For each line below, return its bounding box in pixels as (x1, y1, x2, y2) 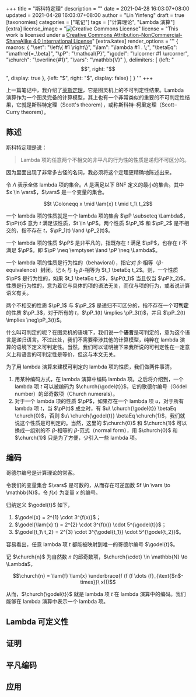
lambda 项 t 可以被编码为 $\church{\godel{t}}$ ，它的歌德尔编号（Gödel (14, 382, 187, 390)
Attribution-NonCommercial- (113, 32, 183, 38)
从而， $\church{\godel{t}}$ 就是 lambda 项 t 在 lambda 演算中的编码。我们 (6, 591, 186, 598)
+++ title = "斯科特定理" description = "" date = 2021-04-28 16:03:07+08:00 (6, 5, 190, 12)
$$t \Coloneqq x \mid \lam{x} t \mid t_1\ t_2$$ (43, 200, 153, 207)
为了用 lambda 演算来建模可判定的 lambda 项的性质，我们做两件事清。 (6, 363, 175, 370)
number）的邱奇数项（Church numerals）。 (14, 390, 118, 397)
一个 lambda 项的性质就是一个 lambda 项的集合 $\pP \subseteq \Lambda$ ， (6, 212, 188, 219)
